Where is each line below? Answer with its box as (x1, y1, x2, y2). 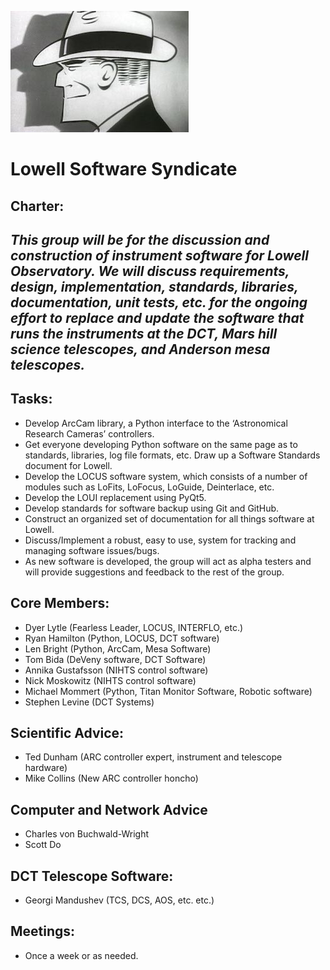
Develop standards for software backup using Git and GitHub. (24, 502, 280, 514)
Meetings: (10, 923, 76, 940)
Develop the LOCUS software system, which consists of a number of (24, 470, 308, 482)
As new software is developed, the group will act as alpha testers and (24, 555, 312, 567)
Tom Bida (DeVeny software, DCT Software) (24, 653, 207, 665)
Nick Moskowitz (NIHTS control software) (24, 674, 197, 686)
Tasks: (10, 391, 53, 408)
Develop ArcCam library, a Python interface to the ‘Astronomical (24, 417, 288, 429)
